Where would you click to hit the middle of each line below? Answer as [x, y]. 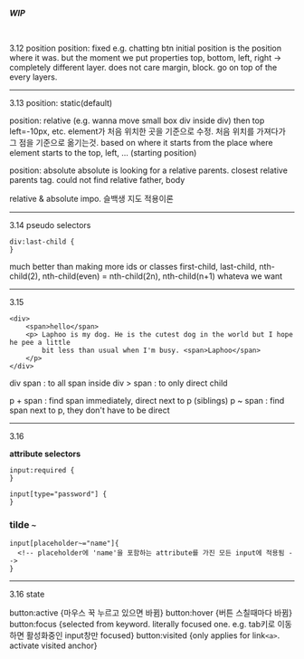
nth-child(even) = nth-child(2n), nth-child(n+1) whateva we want [162, 276]
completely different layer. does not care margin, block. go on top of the [143, 67]
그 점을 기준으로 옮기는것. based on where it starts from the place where [141, 143]
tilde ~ [23, 524]
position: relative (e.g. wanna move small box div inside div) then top [137, 120]
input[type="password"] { [58, 494]
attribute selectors [45, 454]
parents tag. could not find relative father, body [97, 180]
